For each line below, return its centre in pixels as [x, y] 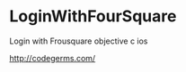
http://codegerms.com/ [53, 58]
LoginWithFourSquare [93, 16]
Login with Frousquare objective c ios [79, 41]
